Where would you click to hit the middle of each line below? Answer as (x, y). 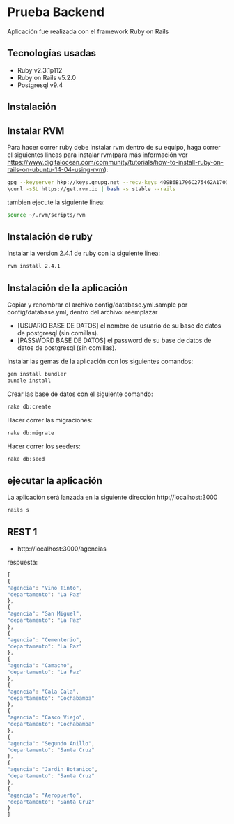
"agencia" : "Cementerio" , (45, 640)
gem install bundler (37, 374)
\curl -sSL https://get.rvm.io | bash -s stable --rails (92, 189)
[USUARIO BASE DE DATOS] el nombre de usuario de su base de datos (119, 326)
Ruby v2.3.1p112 (40, 70)
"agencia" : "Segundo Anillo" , (51, 743)
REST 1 (22, 532)
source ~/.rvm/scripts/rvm (46, 215)
